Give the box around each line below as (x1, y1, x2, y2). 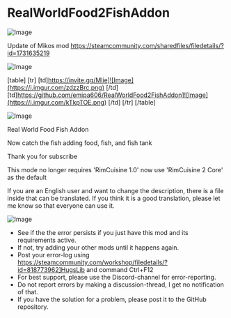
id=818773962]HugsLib (17, 265, 86, 273)
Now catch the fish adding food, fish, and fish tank (7, 138, 152, 147)
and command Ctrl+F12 (86, 265, 154, 273)
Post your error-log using (17, 250, 90, 259)
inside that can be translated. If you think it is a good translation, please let (7, 194, 221, 202)
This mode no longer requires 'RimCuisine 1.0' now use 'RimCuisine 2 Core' (7, 165, 223, 174)
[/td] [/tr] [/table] (108, 98, 157, 106)
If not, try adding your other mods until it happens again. (17, 243, 180, 252)
